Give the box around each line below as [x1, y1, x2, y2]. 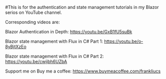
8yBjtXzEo [5, 44, 26, 49]
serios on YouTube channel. [5, 9, 62, 15]
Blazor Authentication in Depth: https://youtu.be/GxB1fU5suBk [5, 29, 133, 34]
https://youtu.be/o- [104, 38, 143, 44]
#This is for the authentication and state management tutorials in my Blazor [5, 4, 159, 10]
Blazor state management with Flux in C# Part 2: [5, 53, 104, 59]
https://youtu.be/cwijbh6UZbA [5, 59, 67, 64]
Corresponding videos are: [5, 19, 60, 25]
